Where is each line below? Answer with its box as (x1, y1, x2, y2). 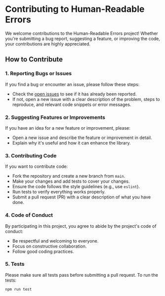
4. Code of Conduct (5, 212, 53, 219)
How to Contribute (5, 55, 63, 64)
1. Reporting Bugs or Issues (5, 70, 72, 77)
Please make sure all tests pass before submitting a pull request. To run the (5, 272, 158, 278)
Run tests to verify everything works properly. (12, 189, 106, 195)
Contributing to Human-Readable (5, 3, 145, 15)
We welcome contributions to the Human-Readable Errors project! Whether (5, 30, 158, 36)
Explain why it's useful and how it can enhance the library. (12, 140, 131, 146)
